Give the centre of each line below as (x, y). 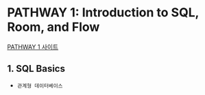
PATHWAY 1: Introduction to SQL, (103, 13)
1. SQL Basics (36, 69)
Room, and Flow (53, 27)
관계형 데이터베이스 (40, 86)
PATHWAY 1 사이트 (33, 46)
